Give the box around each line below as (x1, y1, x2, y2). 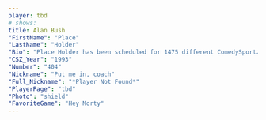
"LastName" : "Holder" (8, 41, 80, 49)
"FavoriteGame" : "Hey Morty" (8, 99, 104, 107)
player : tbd (8, 11, 47, 20)
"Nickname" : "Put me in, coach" (8, 70, 115, 78)
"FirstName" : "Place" (8, 33, 80, 42)
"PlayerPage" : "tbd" (8, 84, 77, 93)
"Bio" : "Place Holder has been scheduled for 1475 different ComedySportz (8, 48, 260, 56)
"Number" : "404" (8, 63, 62, 71)
